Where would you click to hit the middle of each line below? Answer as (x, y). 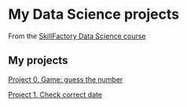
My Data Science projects (93, 14)
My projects (38, 61)
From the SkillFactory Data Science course (77, 36)
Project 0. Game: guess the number (66, 79)
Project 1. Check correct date (55, 95)
